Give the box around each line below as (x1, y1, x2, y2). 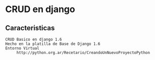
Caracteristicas (5, 24, 55, 32)
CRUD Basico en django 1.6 (5, 37, 62, 42)
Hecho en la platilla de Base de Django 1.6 (5, 41, 100, 46)
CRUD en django (5, 4, 75, 15)
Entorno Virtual (5, 46, 39, 51)
